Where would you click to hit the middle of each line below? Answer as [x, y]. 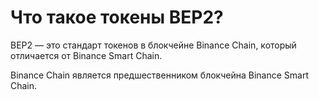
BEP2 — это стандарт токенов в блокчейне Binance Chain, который [153, 45]
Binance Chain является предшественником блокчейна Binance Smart [159, 75]
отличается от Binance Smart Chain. [86, 55]
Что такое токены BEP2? [117, 17]
